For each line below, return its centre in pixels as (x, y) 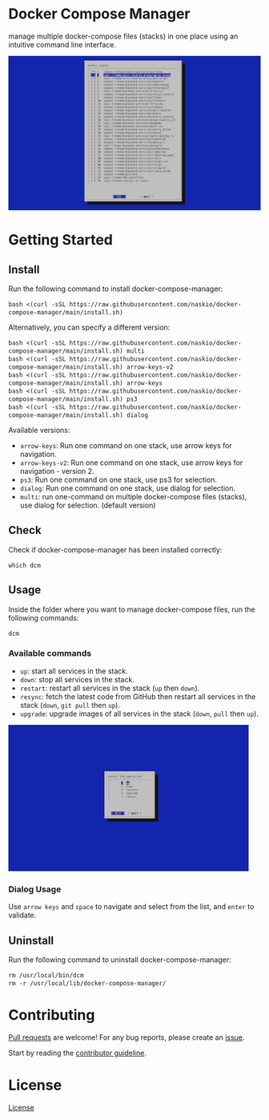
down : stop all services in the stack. (77, 679)
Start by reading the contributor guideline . (77, 1053)
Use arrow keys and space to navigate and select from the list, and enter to (131, 907)
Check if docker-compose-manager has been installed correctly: (115, 549)
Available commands (50, 653)
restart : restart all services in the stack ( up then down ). (110, 688)
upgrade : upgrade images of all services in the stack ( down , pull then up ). (139, 714)
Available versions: (39, 430)
